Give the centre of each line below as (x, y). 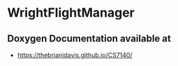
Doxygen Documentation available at (89, 39)
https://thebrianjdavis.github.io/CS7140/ (75, 55)
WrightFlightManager (71, 13)
